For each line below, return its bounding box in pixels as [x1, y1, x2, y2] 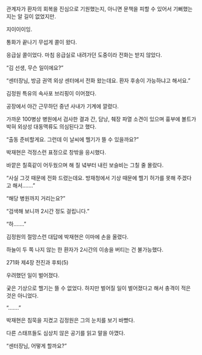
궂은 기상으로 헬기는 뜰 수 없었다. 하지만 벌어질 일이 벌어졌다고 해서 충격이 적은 [6, 284, 191, 292]
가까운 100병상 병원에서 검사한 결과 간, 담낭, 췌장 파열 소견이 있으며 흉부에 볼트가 [6, 115, 197, 123]
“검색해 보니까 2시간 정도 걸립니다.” [6, 208, 90, 214]
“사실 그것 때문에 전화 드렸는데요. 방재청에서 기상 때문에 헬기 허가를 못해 [6, 174, 176, 181]
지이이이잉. [6, 26, 33, 33]
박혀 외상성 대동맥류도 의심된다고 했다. [6, 123, 96, 130]
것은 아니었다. [6, 292, 39, 299]
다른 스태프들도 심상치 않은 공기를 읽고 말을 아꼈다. [6, 330, 125, 336]
